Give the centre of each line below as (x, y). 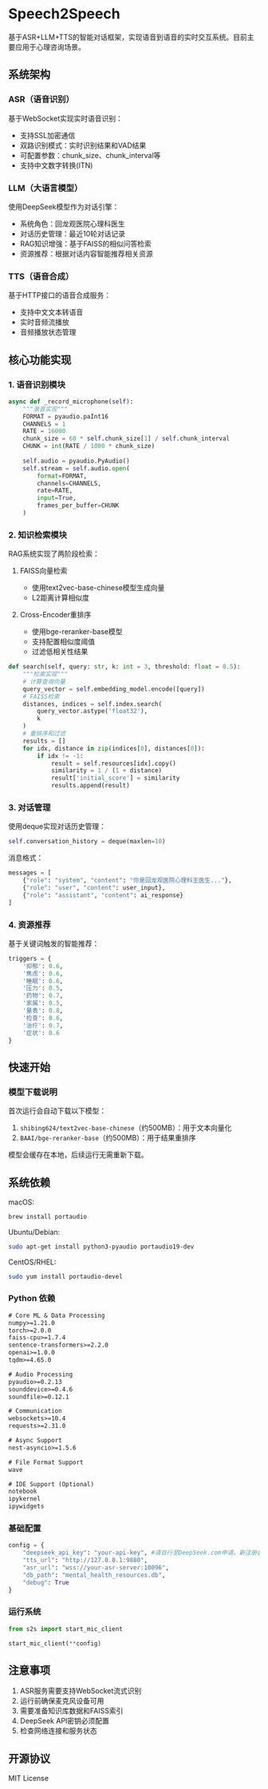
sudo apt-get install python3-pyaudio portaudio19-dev (101, 1247)
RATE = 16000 (44, 431)
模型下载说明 (33, 1092)
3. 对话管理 (30, 807)
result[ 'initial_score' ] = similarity (115, 778)
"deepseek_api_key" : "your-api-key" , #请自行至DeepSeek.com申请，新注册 (140, 1553)
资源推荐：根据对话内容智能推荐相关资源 (86, 253)
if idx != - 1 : (60, 756)
